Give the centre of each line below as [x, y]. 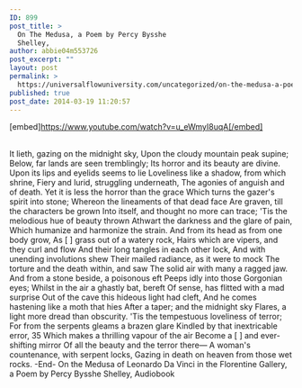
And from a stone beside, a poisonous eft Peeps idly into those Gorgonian [146, 278]
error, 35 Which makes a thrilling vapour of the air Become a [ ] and [134, 336]
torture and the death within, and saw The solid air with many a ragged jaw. [149, 269]
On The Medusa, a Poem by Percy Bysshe [92, 34]
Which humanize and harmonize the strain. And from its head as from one [146, 230]
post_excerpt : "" [42, 59]
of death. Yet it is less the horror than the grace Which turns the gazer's [142, 192]
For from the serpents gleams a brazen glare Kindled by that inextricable [144, 326]
